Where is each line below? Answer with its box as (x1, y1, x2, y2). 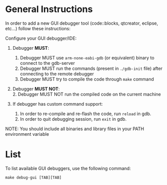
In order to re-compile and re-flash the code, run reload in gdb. (20, 111, 151, 117)
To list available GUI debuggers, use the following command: (5, 165, 131, 171)
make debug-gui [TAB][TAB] (5, 175, 62, 180)
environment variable (5, 131, 49, 137)
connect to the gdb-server (20, 60, 75, 66)
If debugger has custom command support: (12, 101, 103, 107)
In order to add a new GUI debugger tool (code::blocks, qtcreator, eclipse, (5, 20, 158, 26)
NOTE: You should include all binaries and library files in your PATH (5, 126, 144, 132)
